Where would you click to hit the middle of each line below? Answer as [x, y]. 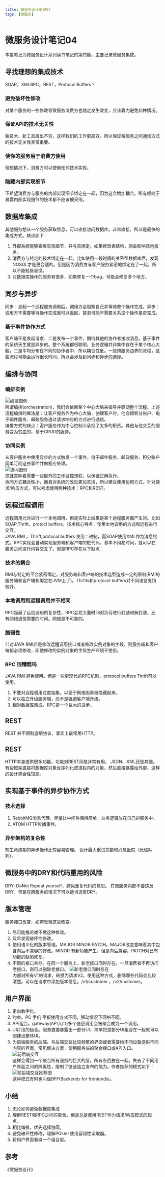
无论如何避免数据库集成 [36, 1109]
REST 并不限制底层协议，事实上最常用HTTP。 [51, 733]
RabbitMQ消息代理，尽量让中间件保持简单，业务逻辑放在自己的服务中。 [85, 818]
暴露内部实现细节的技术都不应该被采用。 [46, 200]
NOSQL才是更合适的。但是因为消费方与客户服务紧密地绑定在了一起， [82, 265]
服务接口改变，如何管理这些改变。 [40, 922]
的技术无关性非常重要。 [29, 142]
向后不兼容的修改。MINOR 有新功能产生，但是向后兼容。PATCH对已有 [87, 951]
